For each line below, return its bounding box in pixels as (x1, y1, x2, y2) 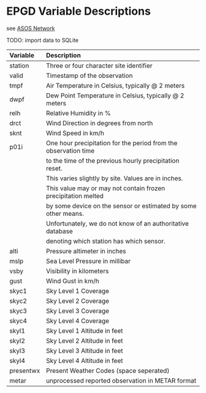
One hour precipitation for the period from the (45, 139, 178, 147)
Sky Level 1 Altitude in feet (45, 326, 123, 335)
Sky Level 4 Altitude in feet (45, 356, 123, 365)
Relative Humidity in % (45, 109, 112, 117)
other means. (45, 209, 85, 218)
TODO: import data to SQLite (6, 36, 78, 44)
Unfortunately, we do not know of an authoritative (45, 219, 189, 227)
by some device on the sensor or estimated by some (45, 201, 197, 210)
